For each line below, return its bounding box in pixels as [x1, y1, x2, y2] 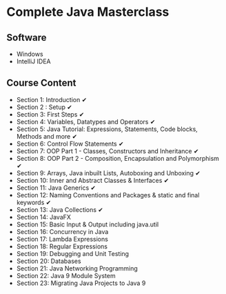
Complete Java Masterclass [6, 4, 169, 20]
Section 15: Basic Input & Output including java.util [16, 220, 159, 228]
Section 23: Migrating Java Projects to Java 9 [16, 279, 146, 287]
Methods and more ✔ [16, 132, 77, 140]
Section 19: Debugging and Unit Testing [16, 249, 129, 257]
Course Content [6, 77, 76, 89]
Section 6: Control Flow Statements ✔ [16, 139, 124, 148]
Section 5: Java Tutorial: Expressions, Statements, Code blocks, [16, 125, 198, 133]
